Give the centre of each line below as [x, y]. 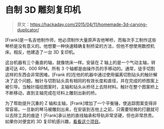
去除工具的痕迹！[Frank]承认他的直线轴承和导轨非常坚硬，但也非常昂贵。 [83, 115]
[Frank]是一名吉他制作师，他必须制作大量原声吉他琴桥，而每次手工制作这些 [81, 40]
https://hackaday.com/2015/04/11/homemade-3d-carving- [89, 24]
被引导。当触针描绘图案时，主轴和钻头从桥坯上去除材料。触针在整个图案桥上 [82, 87]
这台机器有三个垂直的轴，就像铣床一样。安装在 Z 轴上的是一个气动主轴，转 [80, 62]
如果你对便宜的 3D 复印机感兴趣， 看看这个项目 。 [54, 121]
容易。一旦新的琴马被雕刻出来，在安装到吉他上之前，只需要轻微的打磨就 [82, 109]
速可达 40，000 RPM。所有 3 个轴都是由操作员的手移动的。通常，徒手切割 [80, 68]
